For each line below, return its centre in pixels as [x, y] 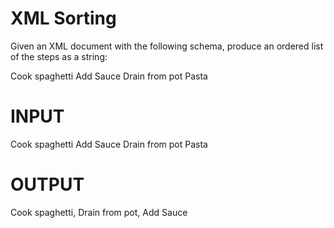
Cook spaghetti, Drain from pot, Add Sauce [99, 212]
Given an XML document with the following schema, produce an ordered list [167, 46]
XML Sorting [63, 18]
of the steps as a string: [59, 56]
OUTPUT [47, 184]
